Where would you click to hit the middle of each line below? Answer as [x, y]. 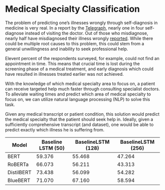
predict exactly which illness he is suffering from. [55, 129]
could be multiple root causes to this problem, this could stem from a [75, 43]
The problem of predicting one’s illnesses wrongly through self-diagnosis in [82, 23]
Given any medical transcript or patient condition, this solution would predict [82, 114]
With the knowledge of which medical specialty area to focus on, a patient [80, 83]
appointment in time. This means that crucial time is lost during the [72, 63]
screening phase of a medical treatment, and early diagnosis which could [79, 69]
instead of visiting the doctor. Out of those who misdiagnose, [86, 33]
